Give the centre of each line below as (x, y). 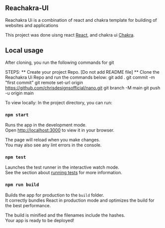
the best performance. (28, 205)
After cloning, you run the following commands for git (59, 62)
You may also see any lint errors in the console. (53, 145)
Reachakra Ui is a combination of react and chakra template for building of (81, 20)
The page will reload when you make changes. (53, 139)
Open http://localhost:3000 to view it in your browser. (60, 130)
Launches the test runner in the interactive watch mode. (62, 167)
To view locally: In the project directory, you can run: (59, 102)
